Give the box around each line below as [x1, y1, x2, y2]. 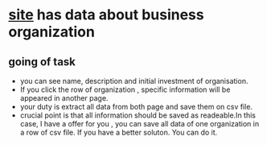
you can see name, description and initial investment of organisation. [19, 77, 249, 85]
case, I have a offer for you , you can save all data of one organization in [19, 119, 260, 128]
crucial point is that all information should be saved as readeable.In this [19, 110, 256, 120]
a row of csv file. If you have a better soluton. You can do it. [19, 127, 218, 137]
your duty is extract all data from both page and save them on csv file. [19, 102, 253, 111]
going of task [8, 55, 76, 68]
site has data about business [8, 6, 204, 24]
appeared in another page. [19, 93, 109, 102]
